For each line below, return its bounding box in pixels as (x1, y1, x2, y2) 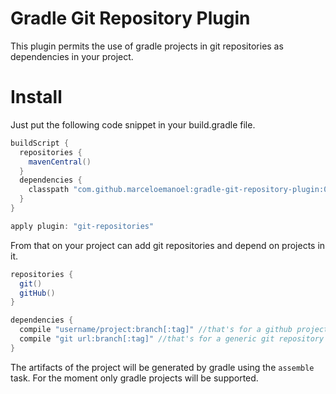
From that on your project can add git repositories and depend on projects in (10, 239, 326, 251)
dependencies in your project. (10, 50, 134, 62)
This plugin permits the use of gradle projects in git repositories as (10, 40, 284, 52)
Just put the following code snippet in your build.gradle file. (10, 118, 256, 131)
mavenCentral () (28, 157, 92, 167)
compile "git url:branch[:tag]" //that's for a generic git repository (19, 334, 325, 344)
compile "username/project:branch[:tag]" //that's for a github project (19, 325, 329, 335)
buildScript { (10, 138, 70, 148)
